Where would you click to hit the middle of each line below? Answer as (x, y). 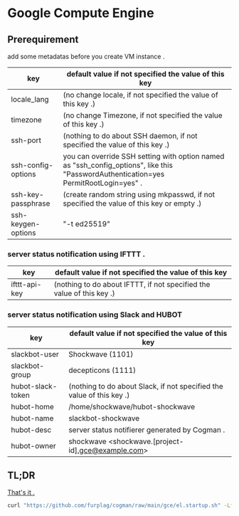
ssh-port (26, 140)
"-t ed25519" (86, 224)
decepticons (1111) (102, 370)
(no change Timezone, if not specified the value (143, 115)
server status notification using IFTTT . (76, 254)
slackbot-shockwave (104, 418)
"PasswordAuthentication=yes (114, 174)
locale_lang (30, 99)
